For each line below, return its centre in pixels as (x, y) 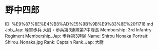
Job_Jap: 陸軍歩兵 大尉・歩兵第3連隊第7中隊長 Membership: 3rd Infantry (79, 29)
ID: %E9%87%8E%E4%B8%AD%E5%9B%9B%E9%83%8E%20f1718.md (79, 24)
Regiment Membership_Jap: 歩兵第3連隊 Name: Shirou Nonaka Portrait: (77, 36)
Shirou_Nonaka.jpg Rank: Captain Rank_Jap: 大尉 (54, 42)
